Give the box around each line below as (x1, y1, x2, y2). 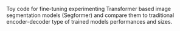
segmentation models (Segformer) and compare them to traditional (6, 12, 175, 19)
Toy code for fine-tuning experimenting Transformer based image (6, 5, 171, 12)
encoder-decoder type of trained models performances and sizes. (6, 18, 173, 25)
